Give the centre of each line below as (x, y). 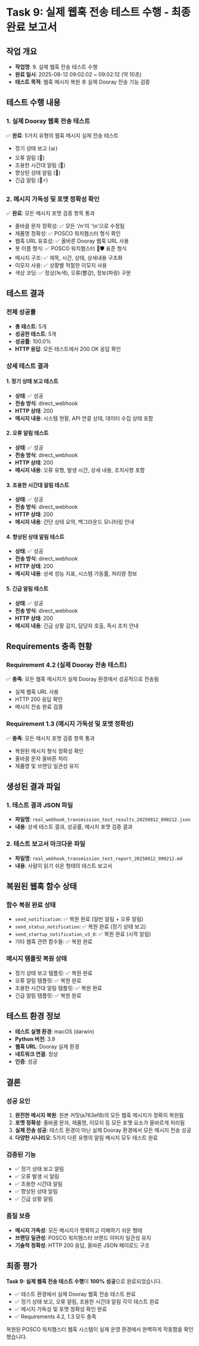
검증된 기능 (21, 1155)
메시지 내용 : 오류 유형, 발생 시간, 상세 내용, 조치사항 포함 (80, 470)
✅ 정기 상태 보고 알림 (39, 1169)
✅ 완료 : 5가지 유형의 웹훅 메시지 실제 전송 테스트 (62, 135)
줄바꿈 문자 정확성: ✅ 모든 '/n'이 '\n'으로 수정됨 (70, 226)
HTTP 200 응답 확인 (39, 699)
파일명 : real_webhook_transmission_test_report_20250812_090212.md (99, 858)
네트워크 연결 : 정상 (36, 1054)
